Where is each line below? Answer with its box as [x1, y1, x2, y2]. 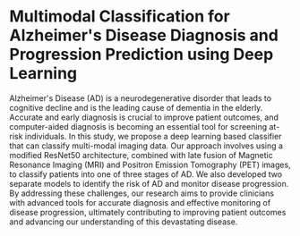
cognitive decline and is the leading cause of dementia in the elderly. [9, 102, 263, 113]
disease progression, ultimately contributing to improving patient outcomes [9, 206, 287, 217]
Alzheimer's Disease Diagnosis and [9, 25, 279, 46]
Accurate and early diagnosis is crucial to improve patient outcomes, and [9, 112, 279, 122]
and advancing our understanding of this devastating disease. [9, 216, 238, 227]
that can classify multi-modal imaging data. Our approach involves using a [9, 140, 284, 151]
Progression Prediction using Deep [9, 45, 274, 64]
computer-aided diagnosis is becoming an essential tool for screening [9, 121, 268, 131]
